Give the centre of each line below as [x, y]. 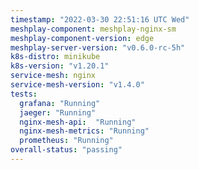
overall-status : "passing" [66, 150]
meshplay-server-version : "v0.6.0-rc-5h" [98, 47]
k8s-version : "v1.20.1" [60, 66]
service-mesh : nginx [53, 76]
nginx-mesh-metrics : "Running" [84, 131]
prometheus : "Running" [66, 141]
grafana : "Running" [60, 103]
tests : [24, 94]
